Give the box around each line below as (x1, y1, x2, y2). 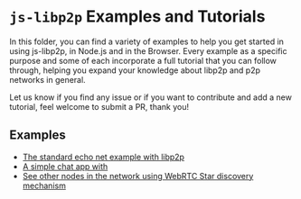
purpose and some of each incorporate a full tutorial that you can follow (9, 55, 277, 66)
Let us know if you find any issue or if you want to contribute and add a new (9, 92, 292, 103)
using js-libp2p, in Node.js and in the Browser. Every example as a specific (9, 45, 287, 56)
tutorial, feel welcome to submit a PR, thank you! (9, 101, 190, 112)
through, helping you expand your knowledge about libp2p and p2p (9, 65, 260, 76)
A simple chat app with (22, 160, 108, 172)
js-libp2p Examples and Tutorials (9, 6, 266, 27)
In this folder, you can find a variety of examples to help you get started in (9, 36, 285, 47)
